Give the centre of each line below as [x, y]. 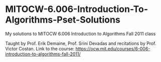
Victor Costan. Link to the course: [40, 48]
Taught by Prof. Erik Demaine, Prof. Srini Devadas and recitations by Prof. [81, 43]
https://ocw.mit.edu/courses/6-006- [113, 48]
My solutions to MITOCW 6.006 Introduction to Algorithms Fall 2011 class [80, 33]
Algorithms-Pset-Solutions [63, 20]
